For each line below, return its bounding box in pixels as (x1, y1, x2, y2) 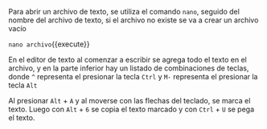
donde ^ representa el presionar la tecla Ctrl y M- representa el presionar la (8, 72, 258, 81)
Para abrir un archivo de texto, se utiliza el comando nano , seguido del (8, 7, 240, 16)
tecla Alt (8, 80, 38, 90)
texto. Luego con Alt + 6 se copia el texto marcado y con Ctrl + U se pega (8, 104, 255, 114)
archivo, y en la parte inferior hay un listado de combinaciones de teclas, (8, 63, 249, 73)
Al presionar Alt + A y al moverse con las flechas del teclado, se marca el (8, 96, 251, 105)
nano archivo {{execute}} (8, 39, 90, 49)
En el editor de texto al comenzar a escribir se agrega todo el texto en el (8, 55, 247, 64)
